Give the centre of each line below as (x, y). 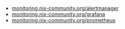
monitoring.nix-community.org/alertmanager (65, 8)
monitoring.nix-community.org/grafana (58, 14)
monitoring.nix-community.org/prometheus (63, 20)
